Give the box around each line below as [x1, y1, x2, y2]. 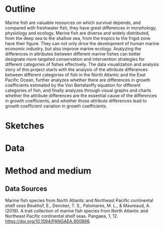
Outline [5, 3, 36, 15]
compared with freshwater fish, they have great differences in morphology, [5, 25, 157, 30]
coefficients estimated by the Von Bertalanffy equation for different [5, 82, 141, 88]
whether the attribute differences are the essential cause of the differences [5, 92, 157, 99]
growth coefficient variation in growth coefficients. [5, 103, 108, 109]
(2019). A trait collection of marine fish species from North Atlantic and [5, 208, 148, 214]
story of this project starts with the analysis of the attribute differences [5, 66, 148, 72]
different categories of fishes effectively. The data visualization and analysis [5, 61, 159, 67]
